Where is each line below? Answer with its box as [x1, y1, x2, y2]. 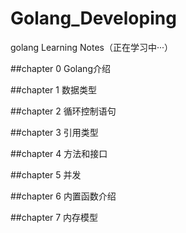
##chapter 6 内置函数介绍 [10, 190, 117, 202]
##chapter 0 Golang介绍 [10, 62, 111, 74]
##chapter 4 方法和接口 [10, 147, 108, 159]
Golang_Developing [10, 7, 177, 30]
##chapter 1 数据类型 [10, 83, 97, 96]
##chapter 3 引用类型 [10, 126, 99, 138]
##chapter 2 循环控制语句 [10, 105, 117, 117]
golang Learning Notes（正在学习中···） [10, 41, 174, 53]
